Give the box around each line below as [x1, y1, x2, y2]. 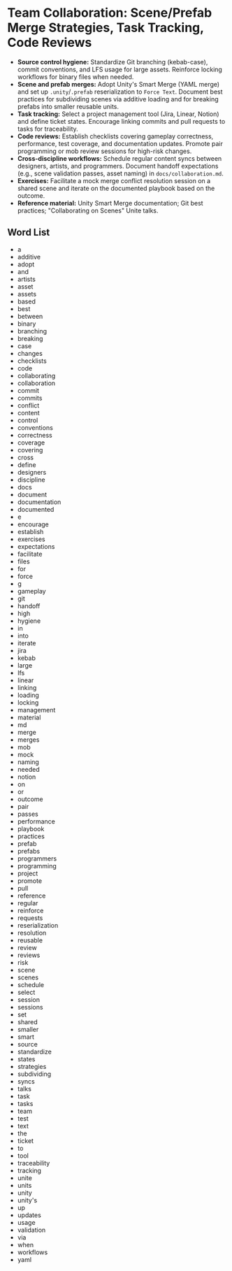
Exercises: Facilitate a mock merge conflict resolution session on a [17, 176, 211, 185]
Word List [7, 227, 50, 238]
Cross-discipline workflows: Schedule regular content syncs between [17, 154, 222, 162]
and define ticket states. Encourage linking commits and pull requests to [17, 117, 226, 125]
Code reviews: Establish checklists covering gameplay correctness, [17, 131, 214, 141]
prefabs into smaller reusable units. [17, 102, 119, 110]
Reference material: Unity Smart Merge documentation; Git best [17, 199, 204, 207]
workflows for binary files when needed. [17, 72, 134, 81]
